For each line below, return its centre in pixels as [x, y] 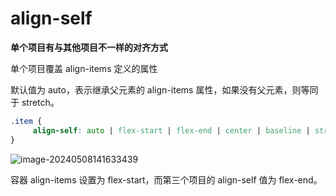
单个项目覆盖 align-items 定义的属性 [84, 68]
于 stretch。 [35, 102]
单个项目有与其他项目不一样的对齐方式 [89, 47]
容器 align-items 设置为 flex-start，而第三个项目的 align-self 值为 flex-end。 [166, 179]
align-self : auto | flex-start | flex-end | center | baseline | [171, 130]
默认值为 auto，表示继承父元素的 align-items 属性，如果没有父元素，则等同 [164, 89]
